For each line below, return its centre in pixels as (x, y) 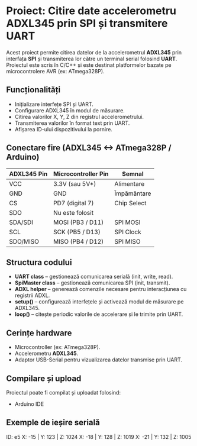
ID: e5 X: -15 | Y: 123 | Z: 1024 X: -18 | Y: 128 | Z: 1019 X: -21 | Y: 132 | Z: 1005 (99, 437)
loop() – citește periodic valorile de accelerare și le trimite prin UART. (99, 314)
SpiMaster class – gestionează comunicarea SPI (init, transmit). (92, 283)
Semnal (133, 174)
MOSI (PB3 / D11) (78, 222)
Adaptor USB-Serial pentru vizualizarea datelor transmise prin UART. (98, 360)
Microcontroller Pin (81, 174)
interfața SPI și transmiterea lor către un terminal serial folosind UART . (92, 59)
